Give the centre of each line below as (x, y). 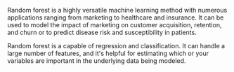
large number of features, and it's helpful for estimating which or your (108, 53)
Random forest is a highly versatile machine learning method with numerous (117, 10)
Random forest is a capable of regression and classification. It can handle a (116, 46)
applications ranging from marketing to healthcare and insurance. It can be (116, 17)
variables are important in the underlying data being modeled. (97, 61)
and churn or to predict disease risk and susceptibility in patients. (102, 32)
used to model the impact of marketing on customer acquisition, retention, (115, 25)
